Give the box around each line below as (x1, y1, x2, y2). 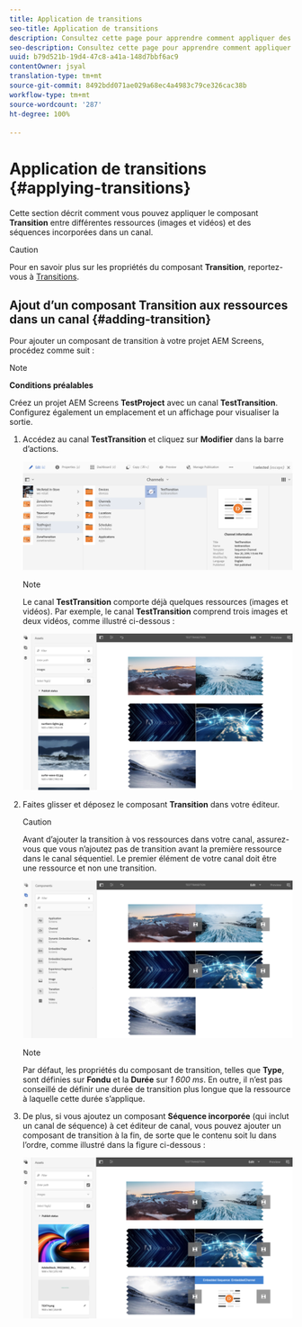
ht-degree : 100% (9, 109, 70, 119)
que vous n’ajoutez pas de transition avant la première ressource (42, 843, 282, 854)
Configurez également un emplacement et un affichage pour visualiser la (9, 407, 280, 418)
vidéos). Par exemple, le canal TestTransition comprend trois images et (22, 606, 289, 617)
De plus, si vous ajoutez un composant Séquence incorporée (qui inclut (22, 1111, 289, 1122)
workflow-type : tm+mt (9, 90, 91, 99)
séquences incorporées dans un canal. (9, 227, 154, 238)
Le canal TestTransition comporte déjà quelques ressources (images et (22, 596, 289, 607)
